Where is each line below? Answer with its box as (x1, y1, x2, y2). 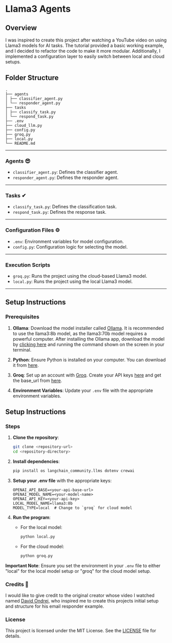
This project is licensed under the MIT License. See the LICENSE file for (5, 628, 157, 634)
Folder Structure (5, 74, 59, 82)
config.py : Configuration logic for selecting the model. (12, 243, 128, 250)
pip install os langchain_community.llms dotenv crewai (12, 469, 135, 474)
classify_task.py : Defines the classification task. (12, 204, 117, 210)
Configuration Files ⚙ (5, 227, 60, 234)
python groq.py (20, 553, 53, 558)
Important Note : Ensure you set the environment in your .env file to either (5, 562, 161, 568)
